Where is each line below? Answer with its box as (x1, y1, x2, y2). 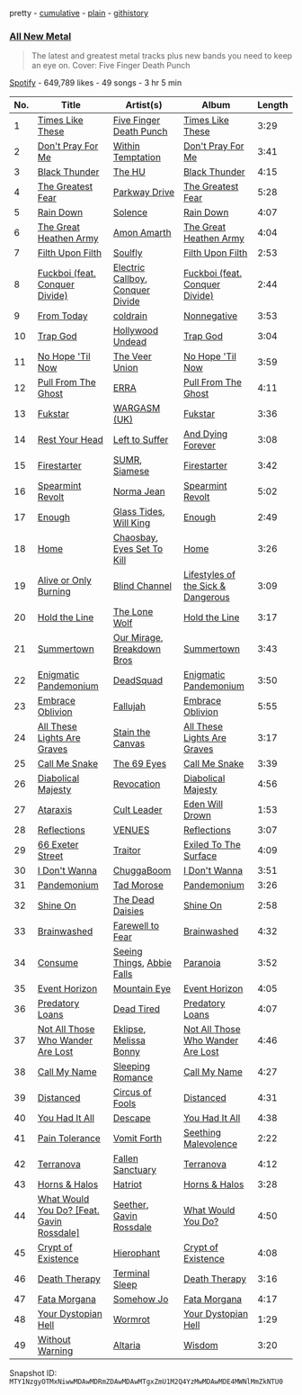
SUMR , (112, 454, 142, 466)
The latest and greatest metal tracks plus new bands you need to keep (31, 50, 293, 61)
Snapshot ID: (9, 1368, 58, 1379)
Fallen (112, 1152, 139, 1165)
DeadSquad (112, 674, 164, 687)
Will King (112, 517, 151, 529)
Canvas (112, 737, 146, 750)
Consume (37, 957, 79, 969)
